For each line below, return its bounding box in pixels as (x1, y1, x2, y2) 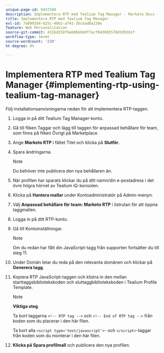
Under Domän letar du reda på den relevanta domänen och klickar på (12, 259, 153, 265)
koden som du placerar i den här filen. (12, 318, 90, 324)
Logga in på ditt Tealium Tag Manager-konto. (12, 115, 104, 121)
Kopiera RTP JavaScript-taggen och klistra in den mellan (12, 274, 127, 280)
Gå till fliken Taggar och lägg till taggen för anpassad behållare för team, (12, 125, 159, 131)
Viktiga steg (12, 303, 38, 309)
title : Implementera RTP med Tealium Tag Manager (5, 16, 109, 21)
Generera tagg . (12, 265, 45, 270)
